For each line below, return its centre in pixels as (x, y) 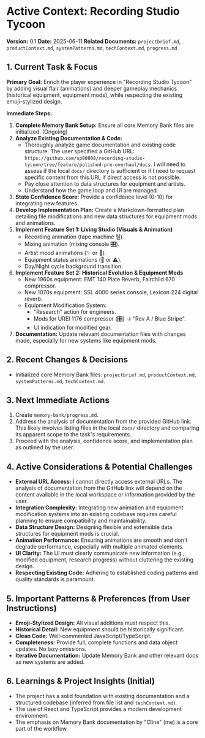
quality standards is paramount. (55, 579)
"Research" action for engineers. (75, 311)
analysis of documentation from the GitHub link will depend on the (99, 488)
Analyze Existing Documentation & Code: (69, 138)
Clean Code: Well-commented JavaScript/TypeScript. (83, 636)
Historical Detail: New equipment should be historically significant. (100, 629)
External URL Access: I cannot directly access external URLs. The (99, 482)
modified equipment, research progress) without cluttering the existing (104, 560)
